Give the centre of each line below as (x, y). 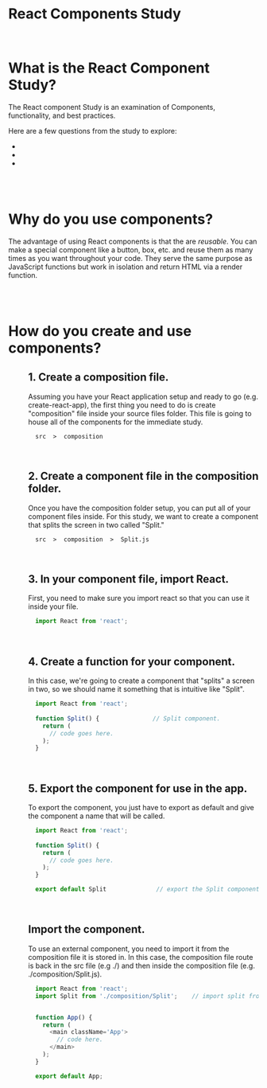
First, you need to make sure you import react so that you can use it (139, 599)
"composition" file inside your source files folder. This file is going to (140, 413)
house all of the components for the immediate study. (116, 422)
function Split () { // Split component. (128, 718)
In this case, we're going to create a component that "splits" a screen (141, 680)
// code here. (80, 1039)
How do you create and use (100, 331)
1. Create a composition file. (99, 378)
